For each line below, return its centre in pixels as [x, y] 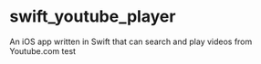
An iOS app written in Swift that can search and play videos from [131, 41]
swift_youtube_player [93, 17]
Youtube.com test [42, 50]
